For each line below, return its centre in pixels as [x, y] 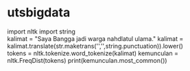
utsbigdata [39, 13]
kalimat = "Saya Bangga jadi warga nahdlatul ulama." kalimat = [95, 38]
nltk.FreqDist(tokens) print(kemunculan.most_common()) [87, 60]
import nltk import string [41, 31]
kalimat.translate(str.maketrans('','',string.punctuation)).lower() [95, 46]
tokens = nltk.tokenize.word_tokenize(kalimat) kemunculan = [93, 53]
